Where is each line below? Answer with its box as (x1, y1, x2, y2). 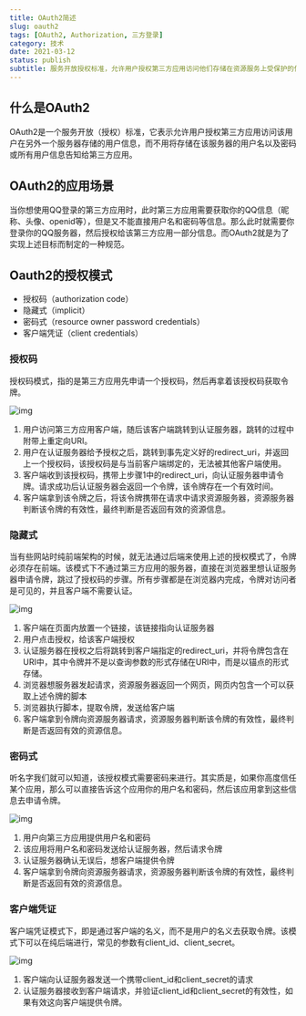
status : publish (9, 56, 71, 65)
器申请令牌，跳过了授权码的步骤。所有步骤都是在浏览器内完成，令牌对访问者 (9, 574, 297, 585)
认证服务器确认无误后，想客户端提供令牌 (22, 855, 175, 866)
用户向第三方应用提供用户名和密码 (22, 832, 151, 844)
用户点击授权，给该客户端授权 (22, 633, 135, 644)
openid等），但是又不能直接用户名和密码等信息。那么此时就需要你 (48, 215, 295, 226)
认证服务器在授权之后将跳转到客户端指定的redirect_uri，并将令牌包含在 (22, 645, 290, 656)
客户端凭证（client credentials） (22, 327, 144, 338)
